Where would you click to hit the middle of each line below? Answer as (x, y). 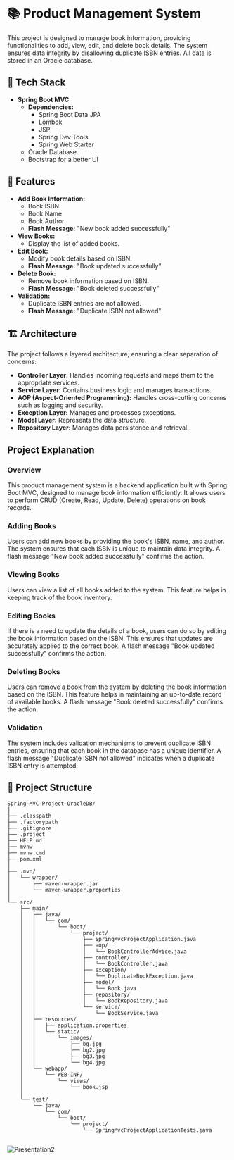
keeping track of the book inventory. (60, 597)
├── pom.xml (25, 859)
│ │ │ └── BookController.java (94, 964)
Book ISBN (44, 206)
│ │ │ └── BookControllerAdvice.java (104, 952)
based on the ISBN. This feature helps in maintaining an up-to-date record (115, 694)
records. (19, 508)
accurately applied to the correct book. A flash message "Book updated (111, 646)
